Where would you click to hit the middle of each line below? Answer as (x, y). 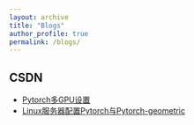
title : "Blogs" (37, 26)
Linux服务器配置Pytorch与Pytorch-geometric (104, 111)
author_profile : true (49, 33)
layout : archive (39, 17)
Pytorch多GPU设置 (56, 100)
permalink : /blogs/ (45, 42)
